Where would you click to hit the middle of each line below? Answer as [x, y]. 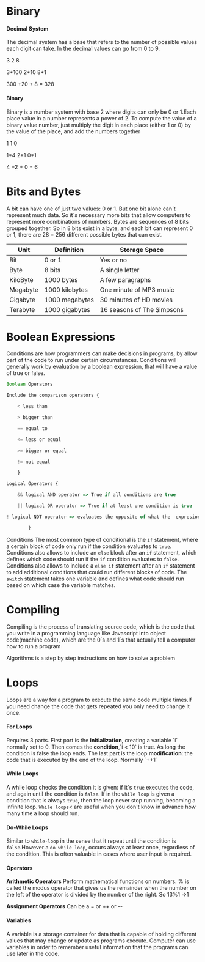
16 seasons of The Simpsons [142, 309]
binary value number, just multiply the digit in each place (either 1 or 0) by [99, 125]
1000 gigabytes [67, 309]
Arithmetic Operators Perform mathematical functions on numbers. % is [98, 881]
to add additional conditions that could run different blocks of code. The [97, 572]
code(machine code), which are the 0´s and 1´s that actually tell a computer [101, 640]
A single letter [120, 270]
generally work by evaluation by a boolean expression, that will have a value [102, 367]
